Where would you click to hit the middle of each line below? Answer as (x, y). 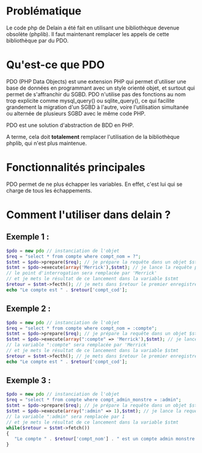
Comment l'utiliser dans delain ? (89, 215)
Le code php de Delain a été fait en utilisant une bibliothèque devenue (93, 28)
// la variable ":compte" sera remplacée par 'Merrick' (78, 345)
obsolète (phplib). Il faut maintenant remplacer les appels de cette (88, 34)
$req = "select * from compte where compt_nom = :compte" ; (82, 328)
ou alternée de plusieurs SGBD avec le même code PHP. (76, 113)
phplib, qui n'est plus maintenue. (47, 143)
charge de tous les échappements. (49, 190)
